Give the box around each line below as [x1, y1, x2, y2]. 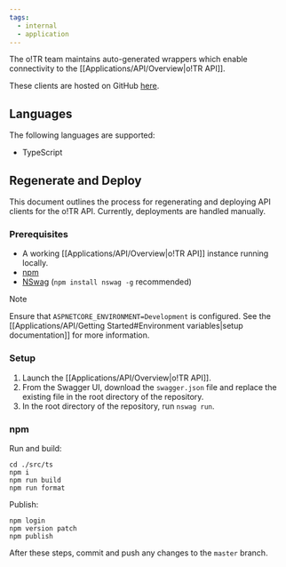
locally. [21, 258, 49, 268]
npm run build [9, 475, 62, 484]
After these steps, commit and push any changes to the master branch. [9, 547, 268, 558]
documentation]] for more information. [9, 330, 150, 340]
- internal [17, 21, 58, 30]
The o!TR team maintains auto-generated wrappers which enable [9, 54, 249, 65]
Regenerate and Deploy [9, 172, 142, 188]
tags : [9, 12, 29, 22]
